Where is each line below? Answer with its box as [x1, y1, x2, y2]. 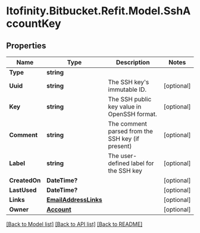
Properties [6, 41, 46, 51]
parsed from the [108, 127, 154, 135]
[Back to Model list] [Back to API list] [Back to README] [6, 220, 143, 228]
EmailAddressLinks [46, 195, 102, 204]
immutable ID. [108, 85, 147, 94]
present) [108, 142, 132, 150]
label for [130, 159, 154, 167]
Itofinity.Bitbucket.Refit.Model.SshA [6, 4, 191, 18]
